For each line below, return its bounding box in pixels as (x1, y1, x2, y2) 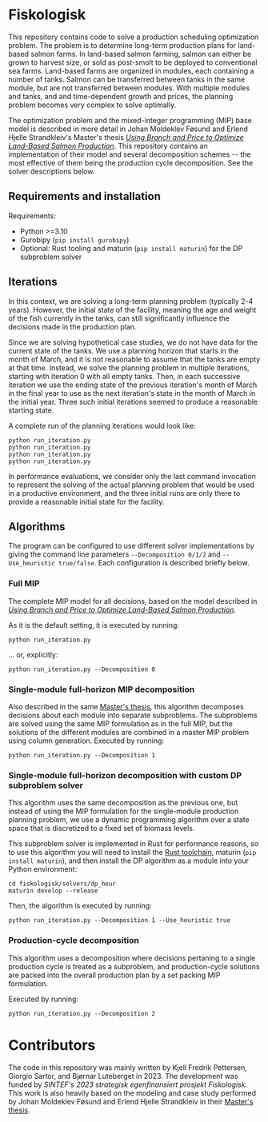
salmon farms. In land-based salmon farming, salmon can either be (30, 49, 252, 58)
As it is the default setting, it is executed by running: (8, 620, 180, 629)
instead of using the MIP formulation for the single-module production (8, 806, 239, 817)
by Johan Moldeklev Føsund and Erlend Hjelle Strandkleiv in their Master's (8, 1096, 254, 1106)
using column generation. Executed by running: (8, 736, 165, 745)
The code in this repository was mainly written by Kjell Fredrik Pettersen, (8, 1062, 248, 1072)
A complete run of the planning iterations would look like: (8, 421, 196, 430)
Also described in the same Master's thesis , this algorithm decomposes (8, 701, 244, 711)
